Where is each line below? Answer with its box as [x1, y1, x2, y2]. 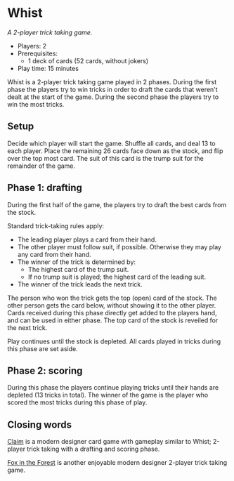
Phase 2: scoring [7, 364, 83, 376]
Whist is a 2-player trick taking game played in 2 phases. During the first [7, 77, 216, 86]
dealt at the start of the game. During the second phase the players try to [7, 93, 219, 101]
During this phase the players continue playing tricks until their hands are [7, 383, 219, 392]
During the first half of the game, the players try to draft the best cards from [7, 200, 227, 209]
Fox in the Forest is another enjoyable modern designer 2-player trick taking [7, 459, 228, 467]
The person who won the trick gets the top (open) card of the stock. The [7, 294, 217, 302]
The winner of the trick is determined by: [17, 258, 136, 266]
